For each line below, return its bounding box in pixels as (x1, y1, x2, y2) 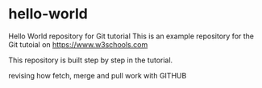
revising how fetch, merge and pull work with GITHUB (8, 70, 187, 80)
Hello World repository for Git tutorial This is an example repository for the (8, 31, 255, 41)
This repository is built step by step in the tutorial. (8, 55, 173, 65)
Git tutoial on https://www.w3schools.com (8, 39, 148, 49)
